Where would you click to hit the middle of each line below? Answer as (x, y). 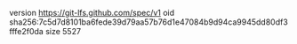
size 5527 (64, 31)
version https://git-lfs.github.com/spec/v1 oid (92, 13)
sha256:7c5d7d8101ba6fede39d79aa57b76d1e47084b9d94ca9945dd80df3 (149, 22)
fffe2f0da (27, 31)
